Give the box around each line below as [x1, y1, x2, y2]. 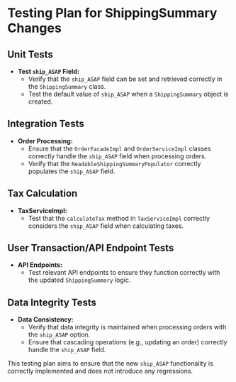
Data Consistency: [17, 315, 74, 324]
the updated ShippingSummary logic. [28, 275, 131, 285]
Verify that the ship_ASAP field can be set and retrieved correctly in [28, 75, 223, 83]
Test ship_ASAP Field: [17, 67, 80, 75]
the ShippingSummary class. [28, 82, 106, 90]
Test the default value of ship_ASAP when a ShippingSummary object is [28, 90, 229, 98]
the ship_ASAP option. [28, 330, 91, 339]
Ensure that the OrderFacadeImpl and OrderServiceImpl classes [28, 144, 211, 153]
